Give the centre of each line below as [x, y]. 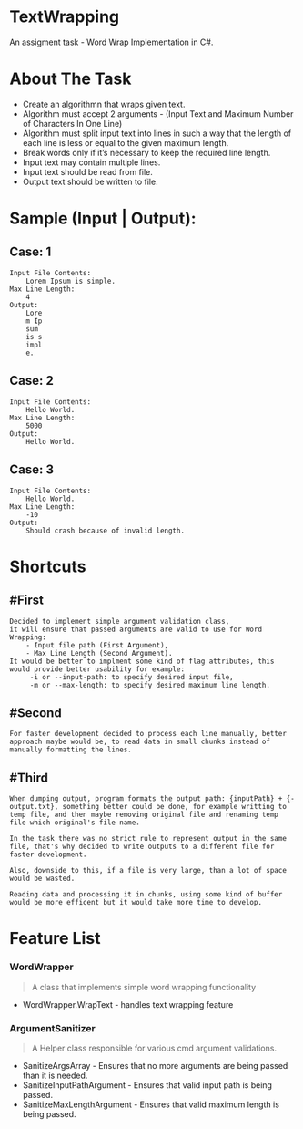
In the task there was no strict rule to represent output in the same [148, 839]
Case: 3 [32, 470]
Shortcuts [48, 566]
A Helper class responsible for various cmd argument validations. [154, 1048]
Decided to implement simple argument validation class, [120, 621]
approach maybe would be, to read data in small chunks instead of [140, 742]
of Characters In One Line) [72, 123]
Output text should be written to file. [90, 181]
